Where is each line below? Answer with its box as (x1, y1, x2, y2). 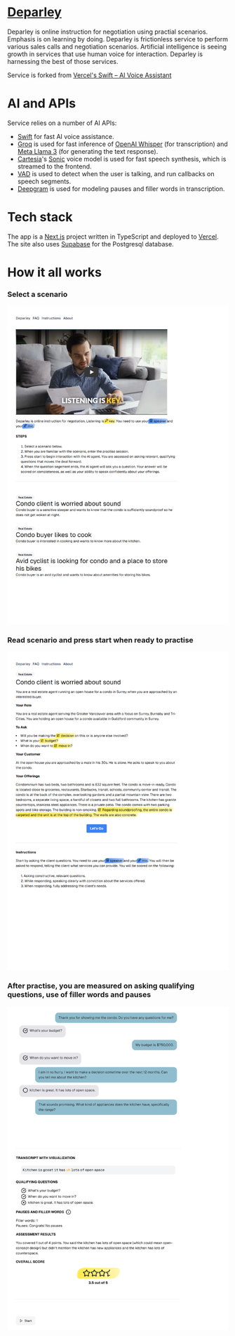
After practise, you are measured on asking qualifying (7, 981, 195, 991)
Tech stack (7, 209, 73, 225)
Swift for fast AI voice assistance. (17, 132, 114, 140)
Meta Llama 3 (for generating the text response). (17, 147, 159, 155)
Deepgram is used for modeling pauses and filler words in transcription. (17, 184, 225, 193)
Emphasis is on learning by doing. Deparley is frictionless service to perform (7, 34, 228, 43)
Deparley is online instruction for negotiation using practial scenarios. (7, 27, 208, 36)
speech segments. (17, 177, 72, 185)
